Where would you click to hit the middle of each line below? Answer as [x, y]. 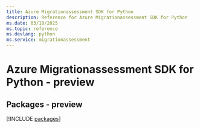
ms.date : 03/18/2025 [32, 23]
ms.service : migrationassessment [48, 40]
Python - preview [50, 82]
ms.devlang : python [31, 34]
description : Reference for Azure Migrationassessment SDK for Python [97, 17]
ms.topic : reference [32, 29]
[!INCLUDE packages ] [34, 119]
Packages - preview [44, 104]
